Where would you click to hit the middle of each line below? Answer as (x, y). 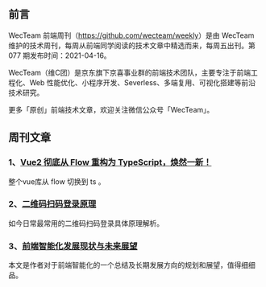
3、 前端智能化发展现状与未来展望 (73, 246)
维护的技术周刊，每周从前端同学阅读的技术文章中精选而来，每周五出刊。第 (132, 45)
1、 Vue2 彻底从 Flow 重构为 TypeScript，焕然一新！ (110, 162)
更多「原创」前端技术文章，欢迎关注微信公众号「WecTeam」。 (111, 109)
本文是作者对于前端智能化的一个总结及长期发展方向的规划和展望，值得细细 (132, 265)
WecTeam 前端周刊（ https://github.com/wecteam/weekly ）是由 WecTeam (131, 35)
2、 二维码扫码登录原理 (52, 204)
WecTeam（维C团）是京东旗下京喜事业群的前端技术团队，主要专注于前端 (130, 72)
